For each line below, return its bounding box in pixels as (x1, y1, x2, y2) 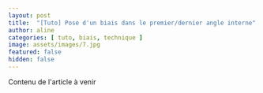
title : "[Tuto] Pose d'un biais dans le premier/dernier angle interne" (8, 19, 257, 27)
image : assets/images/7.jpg (8, 41, 101, 49)
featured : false (8, 48, 62, 56)
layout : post (8, 11, 51, 20)
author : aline (8, 26, 55, 34)
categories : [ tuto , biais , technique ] (8, 33, 144, 42)
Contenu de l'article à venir (8, 76, 96, 87)
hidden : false (8, 56, 55, 64)
